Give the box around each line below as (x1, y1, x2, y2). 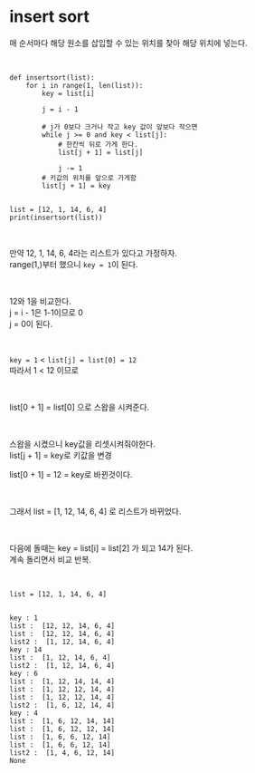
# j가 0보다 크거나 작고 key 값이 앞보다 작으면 (42, 122, 198, 131)
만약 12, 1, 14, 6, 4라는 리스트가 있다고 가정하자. (9, 247, 178, 258)
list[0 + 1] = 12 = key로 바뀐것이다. (9, 469, 133, 479)
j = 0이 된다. (9, 318, 52, 329)
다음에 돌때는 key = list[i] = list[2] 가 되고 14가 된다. (9, 542, 194, 554)
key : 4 (9, 709, 39, 718)
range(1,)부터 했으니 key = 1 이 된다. (9, 258, 138, 269)
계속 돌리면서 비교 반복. (9, 554, 92, 565)
